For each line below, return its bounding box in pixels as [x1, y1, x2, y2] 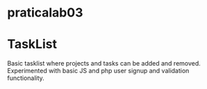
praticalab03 [7, 5, 83, 21]
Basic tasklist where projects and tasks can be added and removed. [7, 59, 201, 68]
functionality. [7, 74, 45, 82]
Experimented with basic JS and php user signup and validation [7, 67, 190, 75]
